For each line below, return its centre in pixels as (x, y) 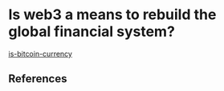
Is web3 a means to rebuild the (112, 15)
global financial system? (92, 32)
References (38, 79)
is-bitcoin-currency (40, 53)
